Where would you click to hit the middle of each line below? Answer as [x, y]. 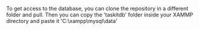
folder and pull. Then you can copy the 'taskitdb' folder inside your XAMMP [100, 15]
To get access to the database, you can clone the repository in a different [97, 9]
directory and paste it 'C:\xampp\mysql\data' [62, 21]
